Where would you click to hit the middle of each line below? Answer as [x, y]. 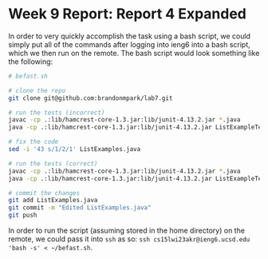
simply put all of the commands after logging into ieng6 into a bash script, [130, 44]
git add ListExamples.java [53, 201]
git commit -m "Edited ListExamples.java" [80, 208]
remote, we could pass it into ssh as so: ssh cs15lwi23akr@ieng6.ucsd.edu [129, 239]
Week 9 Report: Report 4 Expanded [128, 14]
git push [23, 215]
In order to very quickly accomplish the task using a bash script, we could [130, 36]
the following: [31, 62]
